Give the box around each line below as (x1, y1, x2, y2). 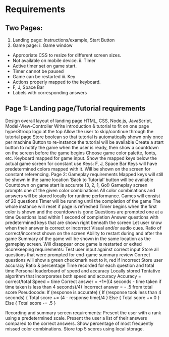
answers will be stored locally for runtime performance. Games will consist (5, 193, 160, 199)
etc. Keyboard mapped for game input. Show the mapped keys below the (5, 155, 157, 161)
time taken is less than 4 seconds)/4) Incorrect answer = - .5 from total (5, 284, 153, 290)
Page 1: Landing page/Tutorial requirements (5, 104, 146, 113)
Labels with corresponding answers (12, 90, 87, 95)
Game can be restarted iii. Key (12, 74, 76, 79)
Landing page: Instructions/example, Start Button (12, 37, 115, 43)
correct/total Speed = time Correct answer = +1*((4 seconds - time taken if (5, 278, 162, 285)
